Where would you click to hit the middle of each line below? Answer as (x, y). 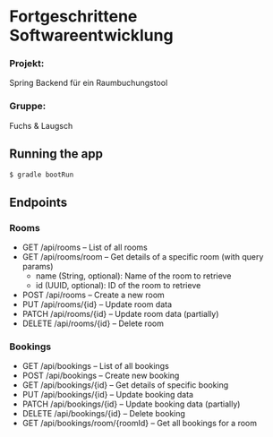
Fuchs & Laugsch (41, 125)
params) (38, 267)
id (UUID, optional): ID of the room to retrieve (118, 286)
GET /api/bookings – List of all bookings (96, 366)
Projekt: (27, 64)
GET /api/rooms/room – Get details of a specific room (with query (143, 257)
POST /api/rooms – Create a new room (94, 295)
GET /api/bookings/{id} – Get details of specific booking (125, 385)
